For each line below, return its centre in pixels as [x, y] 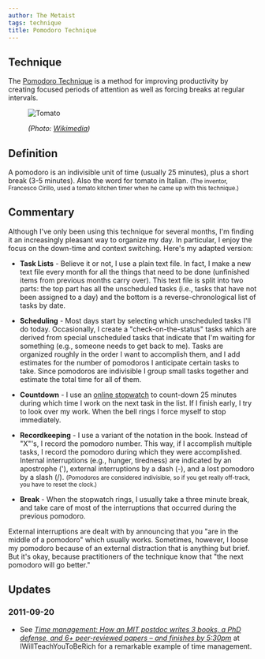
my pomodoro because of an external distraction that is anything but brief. [129, 548]
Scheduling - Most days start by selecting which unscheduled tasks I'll [135, 320]
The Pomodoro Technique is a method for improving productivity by [118, 81]
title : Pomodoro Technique [52, 30]
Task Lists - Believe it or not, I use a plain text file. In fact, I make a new [135, 263]
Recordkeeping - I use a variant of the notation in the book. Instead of [134, 435]
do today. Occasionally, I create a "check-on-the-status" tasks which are [138, 329]
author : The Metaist [42, 15]
